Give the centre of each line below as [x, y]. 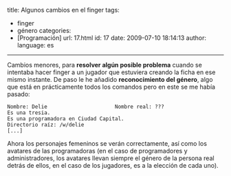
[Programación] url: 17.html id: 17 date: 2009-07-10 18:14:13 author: [112, 38]
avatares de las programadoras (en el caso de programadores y [97, 151]
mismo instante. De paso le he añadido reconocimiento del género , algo [110, 79]
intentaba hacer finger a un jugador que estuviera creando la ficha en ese [111, 72]
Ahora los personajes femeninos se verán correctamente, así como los [107, 143]
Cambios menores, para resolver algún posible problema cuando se [105, 65]
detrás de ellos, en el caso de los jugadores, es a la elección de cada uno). [113, 165]
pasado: [19, 94]
